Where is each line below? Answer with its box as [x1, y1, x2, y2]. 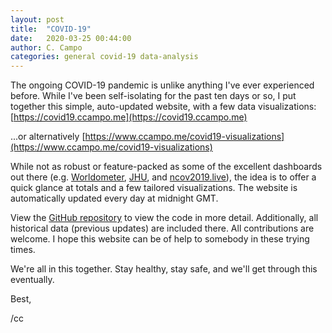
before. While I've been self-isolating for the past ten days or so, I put [10, 90, 297, 102]
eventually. [10, 274, 55, 286]
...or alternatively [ [10, 131, 86, 143]
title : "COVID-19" [10, 24, 92, 34]
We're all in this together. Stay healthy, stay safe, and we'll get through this [10, 263, 318, 275]
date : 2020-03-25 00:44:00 [10, 33, 132, 43]
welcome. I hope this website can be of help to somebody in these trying [10, 233, 310, 245]
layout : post [10, 14, 65, 25]
